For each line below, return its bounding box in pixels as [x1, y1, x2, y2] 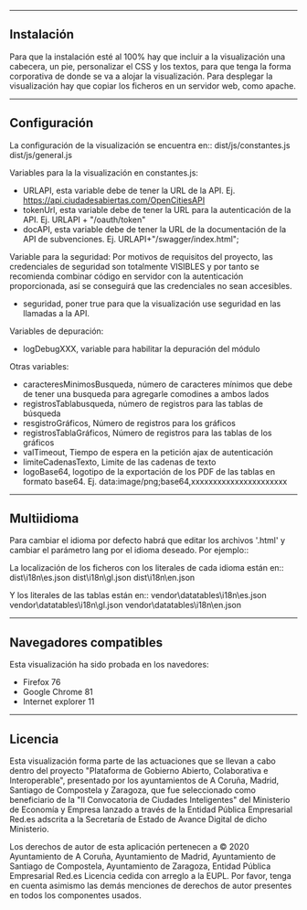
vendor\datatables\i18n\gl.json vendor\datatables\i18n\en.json [9, 600, 242, 611]
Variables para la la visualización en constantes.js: [9, 166, 199, 178]
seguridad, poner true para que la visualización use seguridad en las [22, 298, 281, 309]
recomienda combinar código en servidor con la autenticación [9, 271, 244, 282]
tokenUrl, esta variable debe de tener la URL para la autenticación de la [22, 204, 291, 215]
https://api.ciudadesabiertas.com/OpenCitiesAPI [22, 194, 206, 206]
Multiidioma [9, 511, 79, 527]
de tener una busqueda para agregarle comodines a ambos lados [22, 388, 270, 399]
